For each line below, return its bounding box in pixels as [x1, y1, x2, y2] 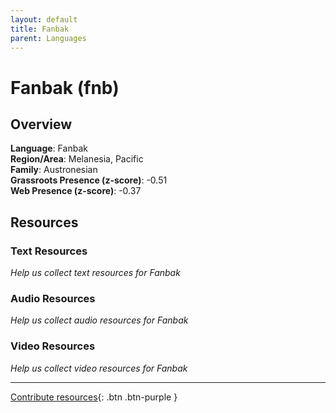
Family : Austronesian [10, 164, 98, 176]
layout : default [10, 14, 78, 25]
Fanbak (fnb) [10, 76, 120, 99]
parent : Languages [10, 33, 87, 43]
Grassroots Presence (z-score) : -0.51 [10, 174, 168, 186]
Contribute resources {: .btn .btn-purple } [10, 391, 178, 403]
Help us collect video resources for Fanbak [10, 362, 188, 374]
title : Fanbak [10, 24, 70, 34]
